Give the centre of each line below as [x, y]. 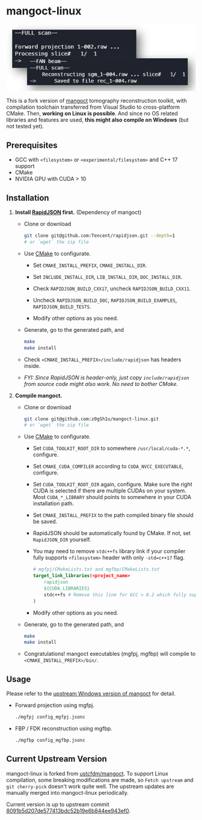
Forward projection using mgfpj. [55, 705]
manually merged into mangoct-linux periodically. [68, 792]
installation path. [53, 504]
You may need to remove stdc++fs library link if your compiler [109, 551]
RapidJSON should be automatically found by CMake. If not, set [112, 533]
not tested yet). [25, 126]
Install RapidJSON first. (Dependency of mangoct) [78, 212]
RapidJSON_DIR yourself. [62, 540]
